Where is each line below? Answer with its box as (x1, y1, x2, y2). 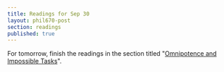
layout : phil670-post (7, 17, 71, 24)
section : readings (7, 23, 61, 30)
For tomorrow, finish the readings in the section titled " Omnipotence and (7, 49, 217, 58)
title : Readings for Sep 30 (7, 10, 90, 18)
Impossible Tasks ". (7, 57, 62, 66)
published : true (7, 30, 55, 37)
